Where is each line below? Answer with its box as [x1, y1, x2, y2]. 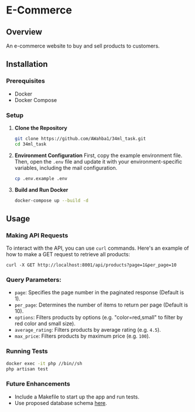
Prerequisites [6, 77, 45, 85]
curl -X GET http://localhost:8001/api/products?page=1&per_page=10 [6, 262, 177, 268]
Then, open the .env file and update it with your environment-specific [14, 158, 183, 165]
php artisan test [6, 366, 49, 372]
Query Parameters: [6, 276, 61, 284]
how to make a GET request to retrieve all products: [6, 251, 131, 258]
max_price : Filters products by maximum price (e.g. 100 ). [14, 332, 150, 340]
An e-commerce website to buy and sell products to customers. [6, 42, 160, 49]
